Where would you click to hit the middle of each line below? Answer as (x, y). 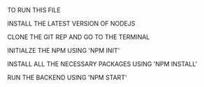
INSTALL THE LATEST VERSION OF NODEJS (71, 23)
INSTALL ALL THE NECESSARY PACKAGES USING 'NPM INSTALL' (102, 64)
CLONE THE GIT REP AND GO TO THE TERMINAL (79, 37)
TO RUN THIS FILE (34, 10)
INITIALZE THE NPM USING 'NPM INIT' (64, 50)
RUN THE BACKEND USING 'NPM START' (67, 77)
